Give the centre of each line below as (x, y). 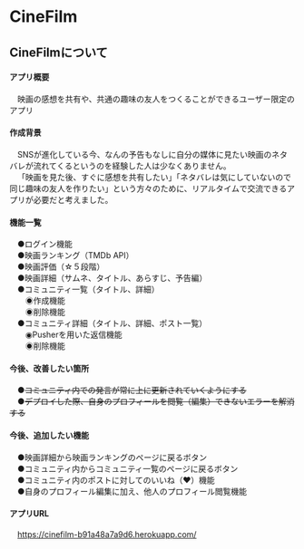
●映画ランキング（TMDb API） (76, 255)
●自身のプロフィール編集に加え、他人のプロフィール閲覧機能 (132, 491)
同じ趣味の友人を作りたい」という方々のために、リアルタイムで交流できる (148, 188)
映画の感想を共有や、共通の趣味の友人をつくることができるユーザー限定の (156, 99)
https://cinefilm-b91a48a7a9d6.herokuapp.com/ (107, 534)
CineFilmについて (59, 52)
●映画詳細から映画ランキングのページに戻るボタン (113, 457)
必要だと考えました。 (73, 199)
